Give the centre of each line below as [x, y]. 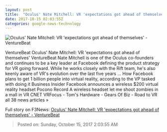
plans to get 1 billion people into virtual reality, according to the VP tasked [80, 79]
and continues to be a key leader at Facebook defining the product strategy [83, 63]
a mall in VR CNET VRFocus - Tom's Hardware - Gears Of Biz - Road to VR [81, 95]
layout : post [19, 10]
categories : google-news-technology [43, 24]
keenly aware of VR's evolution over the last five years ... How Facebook [79, 74]
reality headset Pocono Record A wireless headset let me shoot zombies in [82, 89]
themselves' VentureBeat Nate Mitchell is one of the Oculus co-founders [80, 58]
